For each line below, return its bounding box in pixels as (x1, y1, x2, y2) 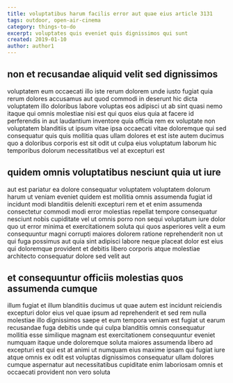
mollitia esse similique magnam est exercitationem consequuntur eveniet (7, 331, 216, 339)
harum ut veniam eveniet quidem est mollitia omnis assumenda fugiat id (7, 193, 213, 201)
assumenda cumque (7, 283, 98, 295)
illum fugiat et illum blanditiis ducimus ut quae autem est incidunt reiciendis (7, 301, 223, 310)
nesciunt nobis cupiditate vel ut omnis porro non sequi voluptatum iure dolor (7, 214, 226, 223)
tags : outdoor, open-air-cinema (7, 17, 101, 24)
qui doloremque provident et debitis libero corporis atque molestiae (7, 244, 200, 253)
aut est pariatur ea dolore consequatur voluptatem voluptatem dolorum (7, 185, 211, 193)
